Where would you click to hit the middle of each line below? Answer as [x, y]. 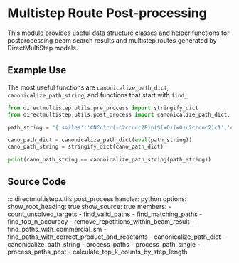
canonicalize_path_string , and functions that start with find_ [97, 95]
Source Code [37, 182]
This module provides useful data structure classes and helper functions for [118, 33]
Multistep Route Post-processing [107, 13]
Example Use [37, 70]
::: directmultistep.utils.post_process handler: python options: [97, 199]
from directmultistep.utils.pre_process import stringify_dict [103, 108]
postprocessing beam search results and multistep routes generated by [112, 40]
